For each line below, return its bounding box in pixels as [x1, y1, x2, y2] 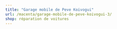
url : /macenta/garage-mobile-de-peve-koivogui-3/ [5, 12, 112, 17]
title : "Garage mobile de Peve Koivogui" [5, 7, 94, 12]
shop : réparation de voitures [5, 16, 69, 21]
